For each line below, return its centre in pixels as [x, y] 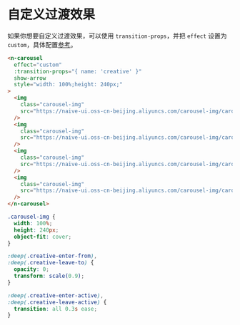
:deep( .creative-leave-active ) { [57, 302]
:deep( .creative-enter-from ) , [52, 256]
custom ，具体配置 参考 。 [42, 44]
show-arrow [30, 78]
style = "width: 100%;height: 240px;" [68, 85]
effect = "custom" [38, 65]
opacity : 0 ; [32, 269]
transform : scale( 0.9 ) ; [49, 276]
